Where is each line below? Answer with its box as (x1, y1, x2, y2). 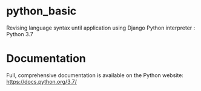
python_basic (6, 4, 77, 18)
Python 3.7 (6, 30, 33, 37)
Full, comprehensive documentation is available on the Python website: (6, 71, 183, 79)
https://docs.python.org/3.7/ (6, 78, 77, 85)
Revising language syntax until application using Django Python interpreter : (6, 24, 196, 31)
